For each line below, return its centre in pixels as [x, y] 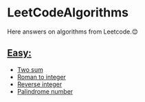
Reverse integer [40, 84]
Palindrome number [45, 91]
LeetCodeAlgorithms [68, 13]
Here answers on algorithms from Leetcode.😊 [73, 31]
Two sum [30, 69]
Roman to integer [42, 77]
